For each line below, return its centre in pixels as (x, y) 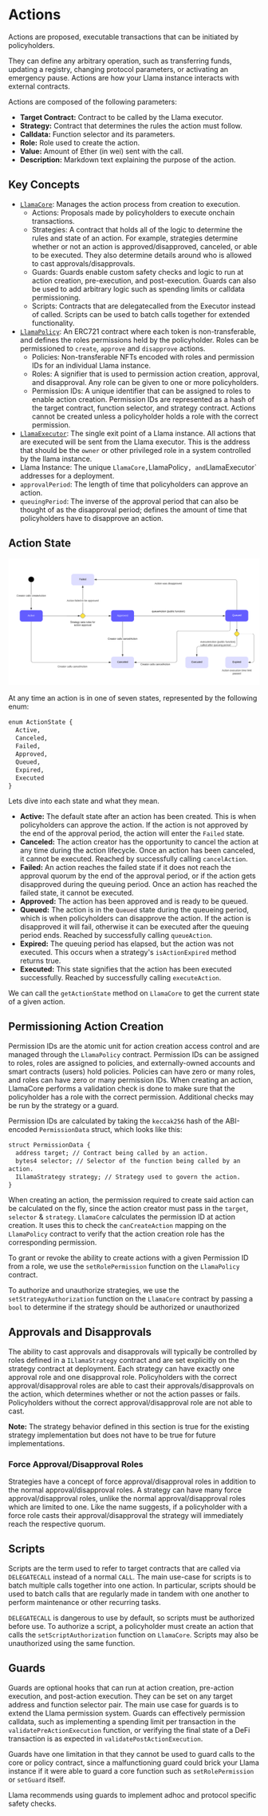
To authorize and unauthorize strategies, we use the (94, 1290)
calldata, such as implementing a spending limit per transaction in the (122, 1721)
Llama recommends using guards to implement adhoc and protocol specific (132, 1794)
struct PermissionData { (49, 1145)
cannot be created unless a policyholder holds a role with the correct (145, 416)
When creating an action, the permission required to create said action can (131, 1199)
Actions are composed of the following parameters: (93, 101)
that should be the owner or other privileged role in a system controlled (135, 450)
